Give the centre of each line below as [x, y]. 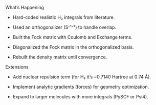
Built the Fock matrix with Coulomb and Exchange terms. [72, 37]
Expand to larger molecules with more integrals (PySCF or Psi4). [80, 97]
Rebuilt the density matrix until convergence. [60, 57]
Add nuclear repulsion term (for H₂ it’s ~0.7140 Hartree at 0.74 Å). [82, 77]
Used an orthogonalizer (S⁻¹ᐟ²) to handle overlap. [64, 27]
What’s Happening [25, 7]
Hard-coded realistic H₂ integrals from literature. [64, 17]
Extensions [17, 67]
